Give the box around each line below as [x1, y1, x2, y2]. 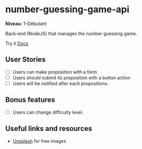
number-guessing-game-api [5, 4, 129, 15]
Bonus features [5, 96, 55, 104]
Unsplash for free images [12, 138, 66, 144]
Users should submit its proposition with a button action [12, 74, 130, 80]
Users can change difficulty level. [12, 109, 83, 115]
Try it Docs [5, 40, 29, 47]
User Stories [5, 55, 46, 64]
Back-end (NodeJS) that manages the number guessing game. [5, 30, 137, 36]
